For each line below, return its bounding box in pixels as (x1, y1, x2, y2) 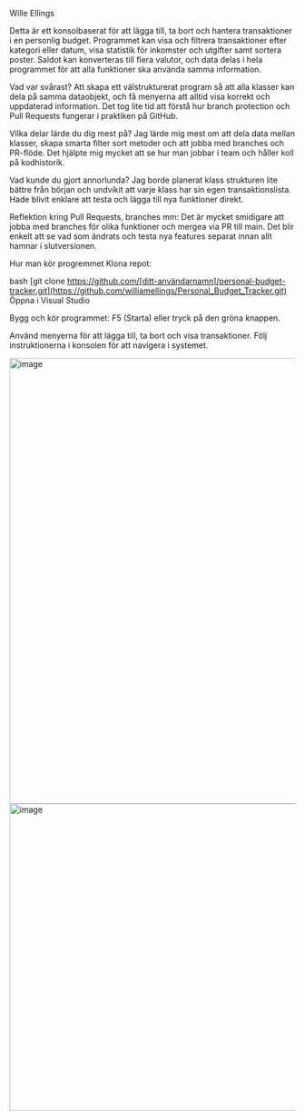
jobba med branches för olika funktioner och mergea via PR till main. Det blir (9, 222, 295, 232)
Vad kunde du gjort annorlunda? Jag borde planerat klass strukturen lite (9, 174, 279, 185)
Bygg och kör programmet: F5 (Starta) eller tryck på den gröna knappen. (9, 312, 281, 323)
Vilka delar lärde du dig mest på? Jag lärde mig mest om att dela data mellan (9, 128, 295, 139)
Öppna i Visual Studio (9, 295, 91, 305)
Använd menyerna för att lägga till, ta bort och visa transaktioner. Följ (9, 331, 268, 341)
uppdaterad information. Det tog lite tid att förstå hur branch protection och (9, 101, 290, 112)
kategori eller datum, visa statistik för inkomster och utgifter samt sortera (9, 45, 282, 55)
